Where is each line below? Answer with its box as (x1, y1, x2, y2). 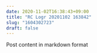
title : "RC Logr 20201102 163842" (6, 14, 92, 20)
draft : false (6, 25, 39, 31)
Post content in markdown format (6, 41, 88, 48)
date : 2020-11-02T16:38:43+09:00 (6, 8, 89, 15)
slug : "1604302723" (6, 19, 55, 25)
